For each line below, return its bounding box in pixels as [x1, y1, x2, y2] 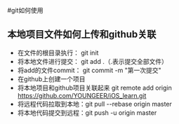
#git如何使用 [7, 6, 44, 14]
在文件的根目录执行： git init [17, 48, 99, 57]
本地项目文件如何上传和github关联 [7, 29, 157, 41]
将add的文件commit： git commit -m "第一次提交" [17, 66, 161, 74]
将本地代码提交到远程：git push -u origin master [17, 108, 157, 117]
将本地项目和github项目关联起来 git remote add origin [17, 83, 172, 92]
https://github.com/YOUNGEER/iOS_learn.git [17, 91, 147, 99]
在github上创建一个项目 [17, 74, 86, 83]
